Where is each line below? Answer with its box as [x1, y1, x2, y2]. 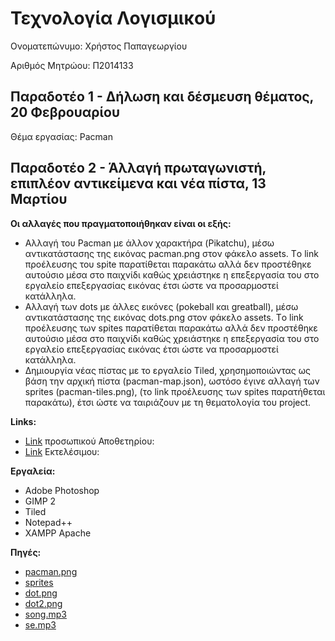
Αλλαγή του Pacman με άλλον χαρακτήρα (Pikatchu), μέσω [24, 237, 275, 249]
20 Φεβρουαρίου [10, 104, 121, 121]
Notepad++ [24, 516, 73, 528]
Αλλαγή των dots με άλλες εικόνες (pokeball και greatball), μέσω [24, 300, 299, 312]
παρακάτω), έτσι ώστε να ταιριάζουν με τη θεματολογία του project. [24, 396, 312, 408]
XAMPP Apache [24, 527, 92, 539]
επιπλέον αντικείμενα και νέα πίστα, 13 [10, 175, 267, 192]
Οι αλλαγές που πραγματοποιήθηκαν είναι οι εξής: [10, 217, 232, 229]
